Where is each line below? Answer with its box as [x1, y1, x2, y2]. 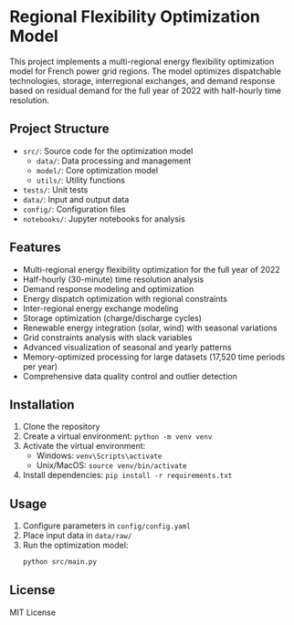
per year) [22, 360, 58, 371]
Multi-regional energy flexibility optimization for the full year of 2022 [22, 264, 280, 275]
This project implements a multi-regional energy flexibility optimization [9, 56, 275, 67]
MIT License [9, 607, 57, 618]
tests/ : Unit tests [22, 184, 89, 195]
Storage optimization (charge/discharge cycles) [22, 312, 203, 323]
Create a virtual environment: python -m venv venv [22, 431, 213, 442]
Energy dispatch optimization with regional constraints [22, 293, 228, 304]
